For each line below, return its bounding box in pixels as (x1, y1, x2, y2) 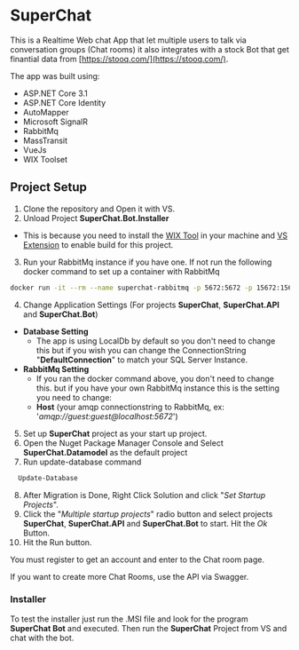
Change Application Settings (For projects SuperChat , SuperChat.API (22, 299, 280, 310)
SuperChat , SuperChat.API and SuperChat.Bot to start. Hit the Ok (22, 518, 268, 528)
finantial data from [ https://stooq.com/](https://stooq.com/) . (10, 53, 229, 64)
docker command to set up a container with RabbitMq (22, 266, 220, 276)
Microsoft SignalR (22, 116, 88, 127)
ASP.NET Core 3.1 (22, 88, 88, 99)
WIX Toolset (22, 154, 68, 164)
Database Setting (22, 326, 89, 337)
